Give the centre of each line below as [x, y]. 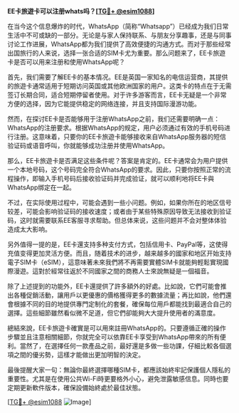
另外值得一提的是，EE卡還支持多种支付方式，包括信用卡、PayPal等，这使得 [118, 244]
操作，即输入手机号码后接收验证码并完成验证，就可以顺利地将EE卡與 [114, 178]
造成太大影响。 [29, 229]
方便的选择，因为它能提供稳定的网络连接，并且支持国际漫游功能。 [104, 104]
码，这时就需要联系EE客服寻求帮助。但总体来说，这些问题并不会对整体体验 [117, 220]
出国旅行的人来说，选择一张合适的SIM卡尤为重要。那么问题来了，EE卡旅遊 [117, 53]
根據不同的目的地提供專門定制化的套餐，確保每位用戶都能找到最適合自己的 [122, 304]
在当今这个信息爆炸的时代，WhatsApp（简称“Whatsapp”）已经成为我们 [112, 26]
